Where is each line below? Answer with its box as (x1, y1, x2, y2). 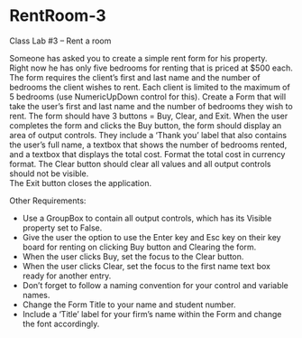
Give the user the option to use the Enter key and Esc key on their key (22, 231, 281, 242)
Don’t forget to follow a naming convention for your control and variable (22, 279, 288, 290)
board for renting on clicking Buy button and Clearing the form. (22, 241, 257, 252)
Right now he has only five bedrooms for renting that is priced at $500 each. (9, 62, 293, 73)
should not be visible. (9, 168, 89, 179)
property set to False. (22, 222, 103, 233)
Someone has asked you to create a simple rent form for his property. (9, 52, 268, 63)
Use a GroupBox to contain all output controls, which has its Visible (22, 212, 272, 223)
